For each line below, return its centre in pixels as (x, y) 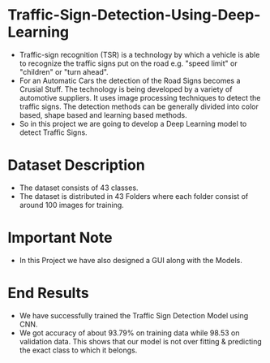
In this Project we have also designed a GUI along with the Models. (131, 260)
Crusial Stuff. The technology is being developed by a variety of (126, 89)
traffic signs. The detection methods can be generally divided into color (139, 106)
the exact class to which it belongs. (78, 350)
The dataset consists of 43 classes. (79, 188)
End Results (49, 293)
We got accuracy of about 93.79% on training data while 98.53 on (129, 333)
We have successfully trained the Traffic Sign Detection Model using (134, 315)
